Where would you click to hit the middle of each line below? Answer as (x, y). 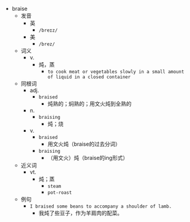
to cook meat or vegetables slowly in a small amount (116, 72)
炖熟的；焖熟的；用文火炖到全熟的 (89, 104)
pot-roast (60, 193)
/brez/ (47, 44)
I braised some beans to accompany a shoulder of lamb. (101, 206)
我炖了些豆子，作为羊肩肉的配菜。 (81, 213)
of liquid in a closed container (89, 77)
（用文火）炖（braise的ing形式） (88, 158)
